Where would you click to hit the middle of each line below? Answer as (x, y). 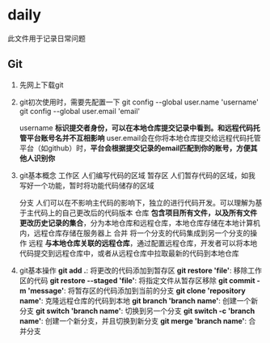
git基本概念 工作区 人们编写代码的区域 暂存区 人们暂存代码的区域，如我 (137, 175)
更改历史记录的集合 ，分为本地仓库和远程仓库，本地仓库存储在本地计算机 (139, 222)
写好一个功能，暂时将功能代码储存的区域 (86, 185)
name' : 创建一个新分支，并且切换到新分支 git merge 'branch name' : (133, 320)
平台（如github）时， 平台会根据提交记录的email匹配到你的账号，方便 (135, 148)
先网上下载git (41, 85)
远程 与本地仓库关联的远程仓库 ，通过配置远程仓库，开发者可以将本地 (143, 243)
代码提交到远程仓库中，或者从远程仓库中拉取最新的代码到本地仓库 (129, 253)
